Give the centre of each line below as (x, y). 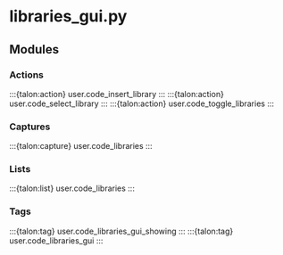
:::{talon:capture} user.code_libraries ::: (81, 146)
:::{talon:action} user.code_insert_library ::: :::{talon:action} (117, 94)
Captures (30, 127)
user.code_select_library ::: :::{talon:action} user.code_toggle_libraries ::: (142, 103)
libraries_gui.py (68, 16)
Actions (27, 75)
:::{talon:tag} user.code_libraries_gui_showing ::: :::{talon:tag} (121, 231)
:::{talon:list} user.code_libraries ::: (72, 188)
